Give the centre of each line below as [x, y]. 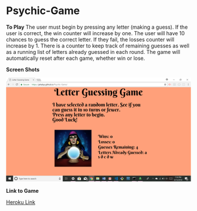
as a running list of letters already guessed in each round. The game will [93, 52]
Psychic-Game [43, 11]
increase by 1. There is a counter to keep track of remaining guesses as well [98, 46]
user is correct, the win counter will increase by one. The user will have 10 [96, 33]
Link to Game [23, 191]
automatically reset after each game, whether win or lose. [76, 58]
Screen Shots [23, 69]
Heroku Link [21, 202]
